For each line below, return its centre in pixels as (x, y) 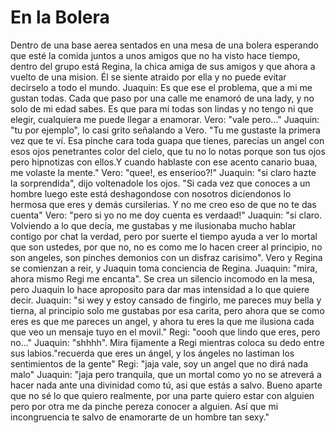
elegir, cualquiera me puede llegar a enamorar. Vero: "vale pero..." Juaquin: (165, 119)
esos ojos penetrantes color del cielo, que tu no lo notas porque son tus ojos (168, 151)
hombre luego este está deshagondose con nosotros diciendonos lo (151, 193)
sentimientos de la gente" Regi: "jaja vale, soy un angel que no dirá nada (159, 363)
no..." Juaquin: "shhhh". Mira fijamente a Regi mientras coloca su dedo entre (167, 342)
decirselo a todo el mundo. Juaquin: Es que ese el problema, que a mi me (161, 87)
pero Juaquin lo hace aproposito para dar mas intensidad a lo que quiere (160, 289)
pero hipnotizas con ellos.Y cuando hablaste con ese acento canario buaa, (164, 162)
